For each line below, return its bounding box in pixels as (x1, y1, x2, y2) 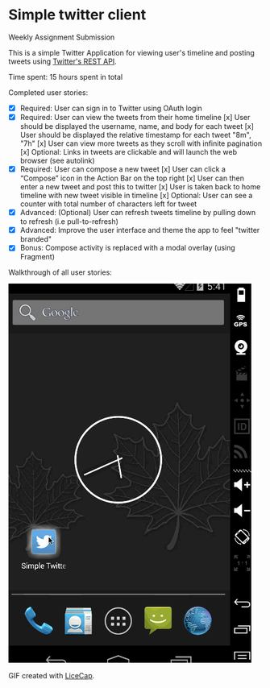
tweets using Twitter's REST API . (8, 56, 117, 66)
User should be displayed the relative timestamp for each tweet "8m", (19, 131, 251, 140)
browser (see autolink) (19, 155, 95, 166)
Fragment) (19, 252, 55, 262)
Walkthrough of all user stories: (8, 267, 113, 277)
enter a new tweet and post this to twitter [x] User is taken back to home (19, 182, 261, 192)
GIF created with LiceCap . (8, 671, 95, 681)
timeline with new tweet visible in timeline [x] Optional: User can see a (19, 191, 253, 201)
